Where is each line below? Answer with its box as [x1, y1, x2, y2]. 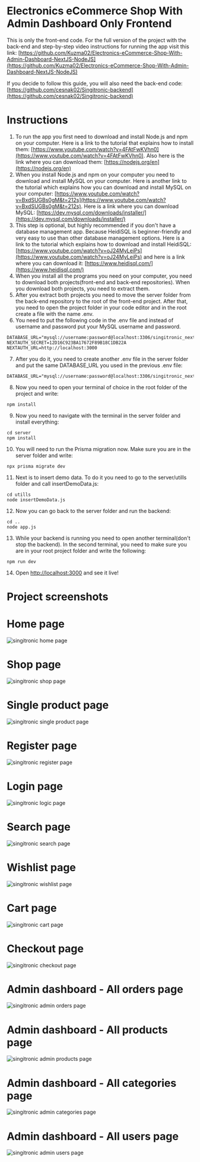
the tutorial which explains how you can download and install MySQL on [15, 184, 192, 191]
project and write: [15, 390, 59, 397]
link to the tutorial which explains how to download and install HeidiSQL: [15, 240, 192, 248]
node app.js [7, 524, 36, 530]
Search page [7, 820, 71, 834]
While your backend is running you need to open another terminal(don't [15, 535, 191, 542]
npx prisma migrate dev [7, 463, 66, 469]
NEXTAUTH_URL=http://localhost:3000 [7, 344, 97, 351]
